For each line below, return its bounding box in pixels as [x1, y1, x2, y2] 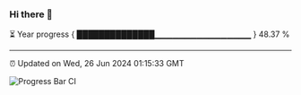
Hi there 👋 [9, 8, 54, 21]
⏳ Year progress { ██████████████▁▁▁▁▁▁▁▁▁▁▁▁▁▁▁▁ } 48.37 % [9, 29, 290, 39]
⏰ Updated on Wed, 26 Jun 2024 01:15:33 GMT [9, 58, 185, 69]
